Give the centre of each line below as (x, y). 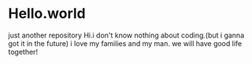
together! (23, 52)
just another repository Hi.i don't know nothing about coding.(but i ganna (126, 35)
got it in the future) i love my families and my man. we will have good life (125, 43)
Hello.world (47, 14)
